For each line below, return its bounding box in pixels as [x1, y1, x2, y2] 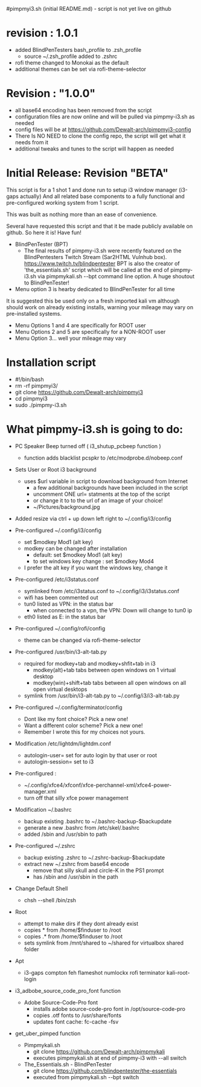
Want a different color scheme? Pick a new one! [24, 722, 143, 729]
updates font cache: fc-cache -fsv [33, 1018, 119, 1025]
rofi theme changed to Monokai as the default [14, 59, 129, 66]
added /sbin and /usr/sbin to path [24, 830, 107, 838]
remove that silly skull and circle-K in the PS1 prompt [33, 867, 164, 874]
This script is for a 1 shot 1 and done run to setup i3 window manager [6, 186, 177, 193]
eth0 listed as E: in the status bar [24, 613, 106, 620]
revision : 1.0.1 [6, 27, 78, 40]
